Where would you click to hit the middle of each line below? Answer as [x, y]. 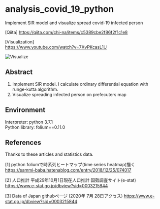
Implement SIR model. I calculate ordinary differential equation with [80, 84]
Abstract [19, 72]
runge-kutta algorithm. [35, 89]
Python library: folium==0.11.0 [35, 127]
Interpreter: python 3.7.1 [29, 122]
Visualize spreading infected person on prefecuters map [69, 94]
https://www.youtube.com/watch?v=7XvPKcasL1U [56, 47]
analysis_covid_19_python [60, 9]
